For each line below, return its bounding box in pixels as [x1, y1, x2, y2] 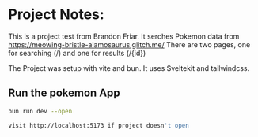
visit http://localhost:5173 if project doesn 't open [8, 121, 190, 129]
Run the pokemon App [8, 87, 120, 100]
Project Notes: [8, 6, 104, 24]
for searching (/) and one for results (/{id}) [8, 48, 146, 57]
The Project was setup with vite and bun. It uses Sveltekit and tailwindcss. [8, 63, 250, 72]
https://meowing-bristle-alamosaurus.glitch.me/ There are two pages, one [8, 39, 251, 49]
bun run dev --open [8, 107, 73, 115]
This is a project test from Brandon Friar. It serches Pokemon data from [8, 31, 240, 41]
